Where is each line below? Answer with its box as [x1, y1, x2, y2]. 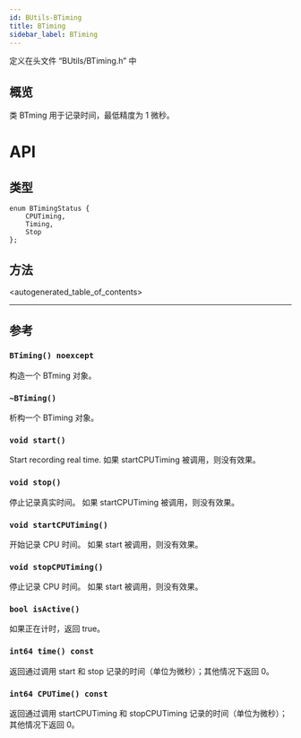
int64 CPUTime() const [9, 689, 108, 698]
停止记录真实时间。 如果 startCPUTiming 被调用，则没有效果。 [9, 496, 240, 507]
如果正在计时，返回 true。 [9, 623, 106, 634]
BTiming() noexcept [9, 351, 94, 361]
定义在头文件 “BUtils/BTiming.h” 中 [9, 56, 137, 66]
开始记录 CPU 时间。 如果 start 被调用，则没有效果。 [9, 539, 203, 549]
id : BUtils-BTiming [9, 13, 82, 22]
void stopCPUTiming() [9, 562, 104, 572]
